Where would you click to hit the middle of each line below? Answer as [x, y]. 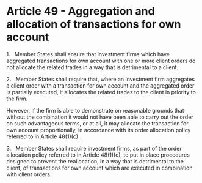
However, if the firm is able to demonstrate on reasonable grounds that [95, 110]
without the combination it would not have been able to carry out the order [100, 117]
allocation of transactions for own [94, 24]
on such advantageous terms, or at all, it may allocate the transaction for [97, 123]
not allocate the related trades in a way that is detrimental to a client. [92, 67]
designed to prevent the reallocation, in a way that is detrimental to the [95, 161]
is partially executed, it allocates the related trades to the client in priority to [101, 92]
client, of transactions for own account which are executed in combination [100, 168]
